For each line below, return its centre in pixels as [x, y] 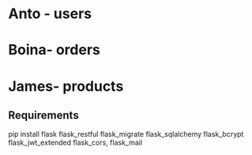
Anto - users [50, 14]
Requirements [43, 115]
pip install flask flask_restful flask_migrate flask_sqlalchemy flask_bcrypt [126, 134]
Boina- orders [55, 50]
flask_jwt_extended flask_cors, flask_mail [75, 142]
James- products [66, 86]
